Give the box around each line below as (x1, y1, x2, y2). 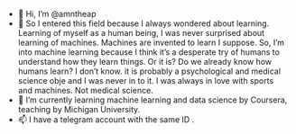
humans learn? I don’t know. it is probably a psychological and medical (17, 66, 282, 76)
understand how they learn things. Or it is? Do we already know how (17, 57, 273, 67)
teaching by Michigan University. (17, 104, 141, 114)
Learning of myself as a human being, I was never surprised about (17, 28, 264, 38)
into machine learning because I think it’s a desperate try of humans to (17, 47, 280, 58)
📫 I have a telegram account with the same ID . (17, 114, 195, 125)
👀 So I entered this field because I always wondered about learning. (17, 18, 270, 29)
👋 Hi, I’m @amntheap (17, 9, 97, 19)
